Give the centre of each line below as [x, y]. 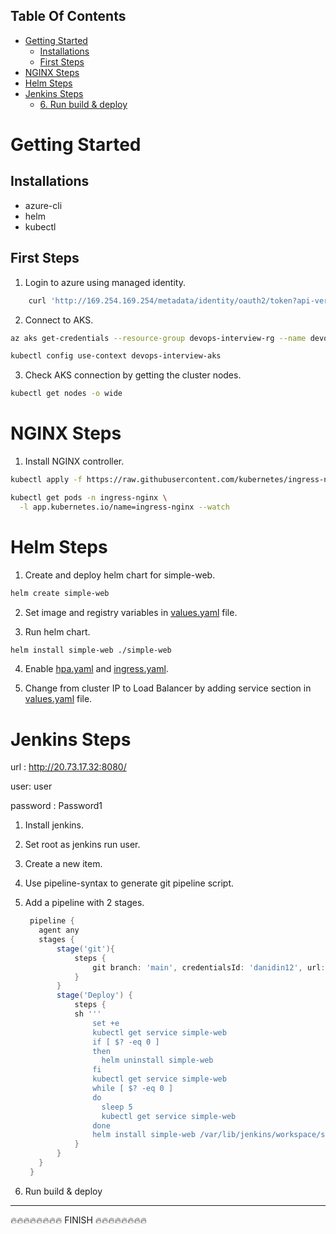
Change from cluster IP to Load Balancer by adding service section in [168, 688]
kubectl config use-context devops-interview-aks [116, 356]
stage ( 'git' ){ [86, 949]
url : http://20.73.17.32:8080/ [68, 767]
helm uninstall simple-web [157, 1060]
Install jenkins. [54, 825]
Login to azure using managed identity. [105, 282]
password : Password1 [56, 806]
